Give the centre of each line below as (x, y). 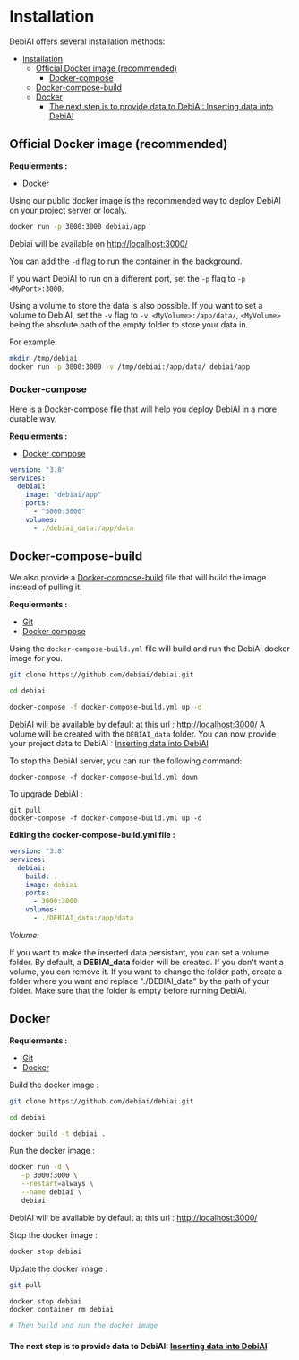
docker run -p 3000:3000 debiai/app (77, 226)
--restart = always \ (57, 1184)
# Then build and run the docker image (84, 1326)
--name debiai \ (51, 1192)
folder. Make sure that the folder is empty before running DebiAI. (128, 990)
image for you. (36, 658)
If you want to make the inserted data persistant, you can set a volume (139, 952)
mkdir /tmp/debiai (43, 358)
